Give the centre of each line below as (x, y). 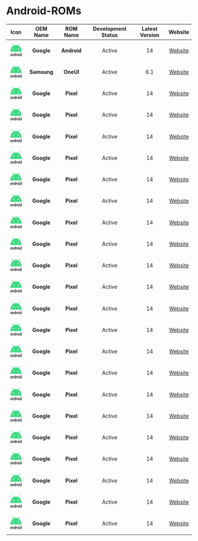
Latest (150, 29)
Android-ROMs (44, 11)
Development (110, 29)
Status (109, 35)
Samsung (41, 71)
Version (150, 35)
